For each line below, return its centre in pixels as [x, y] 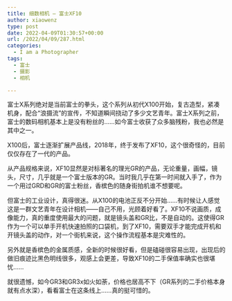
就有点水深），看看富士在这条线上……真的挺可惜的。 [81, 291]
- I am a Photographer [46, 53]
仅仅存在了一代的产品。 [41, 154]
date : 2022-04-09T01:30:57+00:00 [55, 33]
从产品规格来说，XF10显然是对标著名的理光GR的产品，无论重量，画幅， [109, 168]
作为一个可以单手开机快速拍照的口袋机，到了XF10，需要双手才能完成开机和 [114, 226]
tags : [15, 59]
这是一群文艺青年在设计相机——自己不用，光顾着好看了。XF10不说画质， [111, 209]
